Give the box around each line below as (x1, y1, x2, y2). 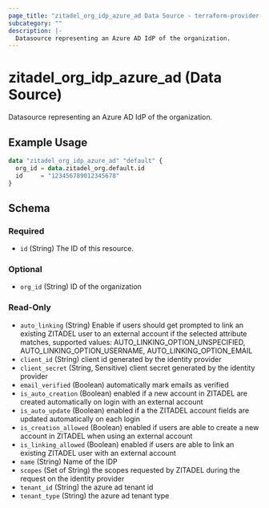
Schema (8, 201, 50, 215)
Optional (8, 264, 42, 275)
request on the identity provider (19, 473, 125, 483)
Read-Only (8, 302, 52, 313)
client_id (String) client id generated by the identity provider (19, 354, 222, 364)
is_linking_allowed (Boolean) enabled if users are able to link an (19, 439, 235, 449)
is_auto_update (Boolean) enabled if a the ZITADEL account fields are (19, 405, 250, 415)
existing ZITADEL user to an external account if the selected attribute (19, 328, 247, 338)
